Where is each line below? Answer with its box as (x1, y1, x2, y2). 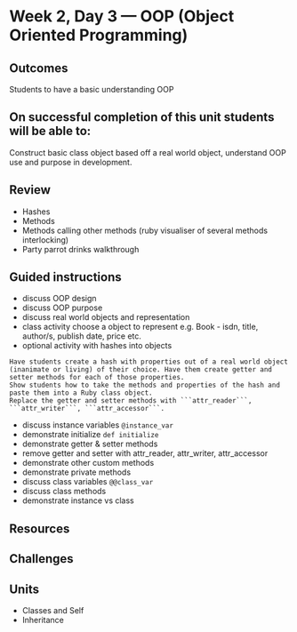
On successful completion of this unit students (9, 109, 275, 125)
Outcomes (9, 60, 68, 76)
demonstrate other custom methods (21, 458, 155, 468)
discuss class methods (21, 486, 107, 497)
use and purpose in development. (9, 156, 132, 167)
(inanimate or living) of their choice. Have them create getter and (9, 365, 273, 374)
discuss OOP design (21, 293, 97, 304)
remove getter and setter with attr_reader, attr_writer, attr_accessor (21, 448, 269, 459)
